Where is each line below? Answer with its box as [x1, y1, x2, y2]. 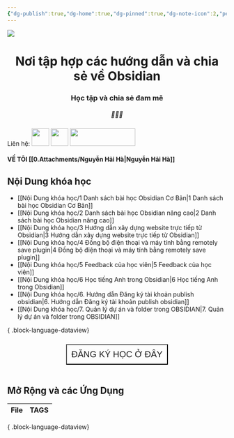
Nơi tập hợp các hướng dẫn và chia [15, 53, 219, 69]
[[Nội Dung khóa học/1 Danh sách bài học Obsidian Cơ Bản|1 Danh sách [17, 194, 224, 202]
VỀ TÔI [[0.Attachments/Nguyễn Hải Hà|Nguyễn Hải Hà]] [7, 155, 175, 164]
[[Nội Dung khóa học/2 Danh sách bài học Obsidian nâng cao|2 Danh [17, 209, 217, 217]
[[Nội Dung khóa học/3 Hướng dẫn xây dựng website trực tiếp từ [17, 224, 203, 232]
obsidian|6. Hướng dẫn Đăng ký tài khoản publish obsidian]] [17, 298, 189, 306]
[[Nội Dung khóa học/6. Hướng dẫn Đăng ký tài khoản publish [17, 290, 194, 299]
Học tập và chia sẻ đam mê [70, 93, 164, 103]
